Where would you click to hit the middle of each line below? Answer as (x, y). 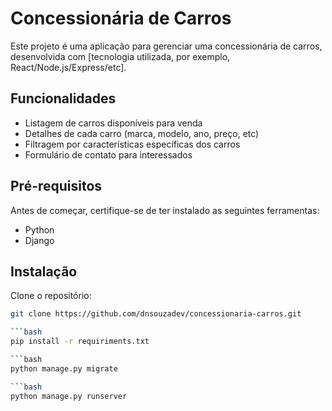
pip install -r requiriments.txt (80, 342)
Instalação (44, 271)
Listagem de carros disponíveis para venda (113, 123)
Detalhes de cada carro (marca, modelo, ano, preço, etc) (142, 133)
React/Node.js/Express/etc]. (68, 67)
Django (39, 240)
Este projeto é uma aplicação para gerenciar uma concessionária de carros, (166, 46)
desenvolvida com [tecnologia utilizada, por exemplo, (120, 56)
